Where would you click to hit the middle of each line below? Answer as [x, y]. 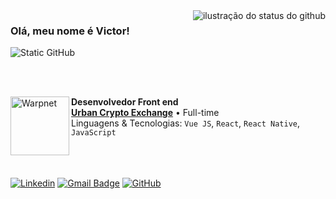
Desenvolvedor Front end [125, 102]
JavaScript [94, 133]
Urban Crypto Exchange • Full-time [145, 113]
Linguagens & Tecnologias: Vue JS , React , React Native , [186, 123]
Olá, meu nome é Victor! [70, 31]
